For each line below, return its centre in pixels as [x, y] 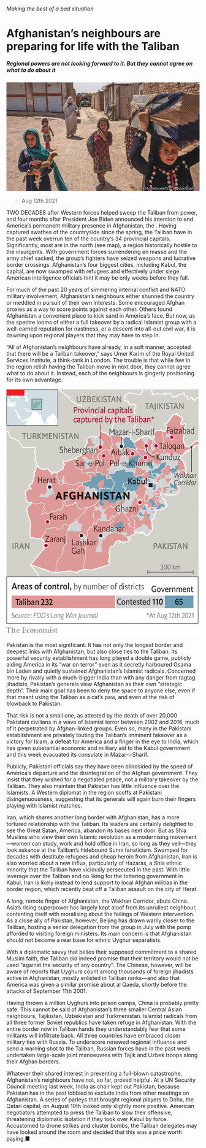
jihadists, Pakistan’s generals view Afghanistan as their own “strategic [94, 684]
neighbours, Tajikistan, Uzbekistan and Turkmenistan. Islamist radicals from [102, 1016]
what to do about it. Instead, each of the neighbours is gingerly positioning [101, 373]
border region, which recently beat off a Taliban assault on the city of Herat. [102, 889]
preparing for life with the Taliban [93, 46]
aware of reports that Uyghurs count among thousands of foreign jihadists [100, 971]
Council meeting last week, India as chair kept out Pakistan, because [93, 1086]
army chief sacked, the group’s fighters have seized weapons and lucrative [101, 258]
